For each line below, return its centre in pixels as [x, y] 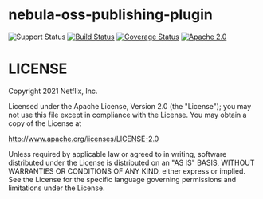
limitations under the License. [57, 188]
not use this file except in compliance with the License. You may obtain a [128, 115]
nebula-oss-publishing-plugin [110, 15]
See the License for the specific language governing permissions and [122, 179]
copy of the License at [45, 123]
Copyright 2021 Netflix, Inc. [53, 91]
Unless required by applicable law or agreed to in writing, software [118, 154]
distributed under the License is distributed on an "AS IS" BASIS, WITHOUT [131, 162]
